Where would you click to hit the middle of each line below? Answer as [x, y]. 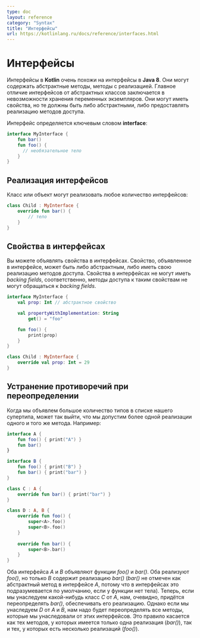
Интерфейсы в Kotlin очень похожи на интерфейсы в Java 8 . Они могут [98, 80]
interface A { [24, 434]
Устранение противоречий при [68, 387]
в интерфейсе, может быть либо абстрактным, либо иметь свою [89, 267]
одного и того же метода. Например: [54, 423]
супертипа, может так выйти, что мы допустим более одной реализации [99, 416]
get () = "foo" [46, 319]
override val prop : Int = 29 [54, 363]
